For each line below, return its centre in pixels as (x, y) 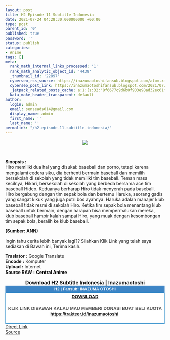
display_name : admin (31, 114)
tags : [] (14, 57)
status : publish (22, 43)
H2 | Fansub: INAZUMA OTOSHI (85, 289)
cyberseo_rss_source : (33, 81)
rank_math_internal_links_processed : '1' (54, 66)
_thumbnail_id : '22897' (35, 76)
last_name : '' (25, 123)
